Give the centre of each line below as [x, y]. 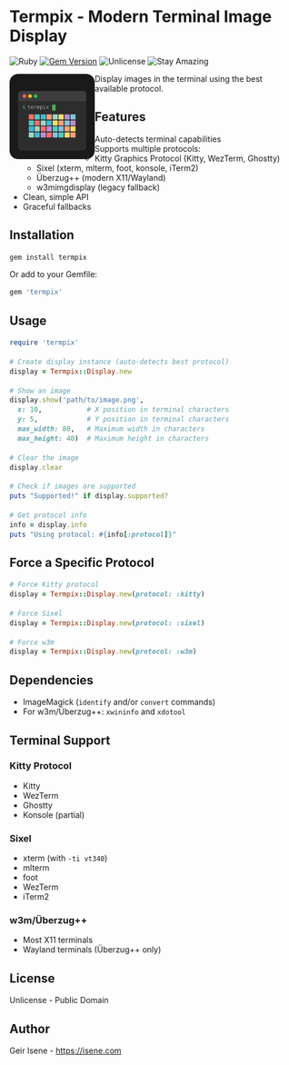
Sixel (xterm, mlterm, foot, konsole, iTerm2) [117, 168]
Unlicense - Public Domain [59, 1000]
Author [30, 1029]
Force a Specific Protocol [82, 562]
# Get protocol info [49, 515]
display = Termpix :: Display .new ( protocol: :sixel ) [107, 623]
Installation [42, 235]
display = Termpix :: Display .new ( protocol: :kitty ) [107, 594]
